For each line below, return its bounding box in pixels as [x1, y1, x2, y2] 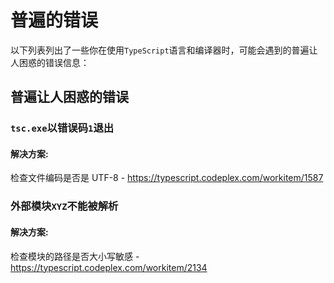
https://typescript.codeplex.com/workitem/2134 [10, 261, 208, 273]
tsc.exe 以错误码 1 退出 [10, 121, 115, 135]
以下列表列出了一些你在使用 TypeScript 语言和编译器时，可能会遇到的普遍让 [10, 44, 318, 56]
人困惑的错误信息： [10, 56, 90, 68]
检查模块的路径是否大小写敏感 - [10, 250, 140, 262]
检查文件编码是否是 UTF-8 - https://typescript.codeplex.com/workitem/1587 [10, 172, 324, 184]
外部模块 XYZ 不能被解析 [10, 199, 119, 213]
